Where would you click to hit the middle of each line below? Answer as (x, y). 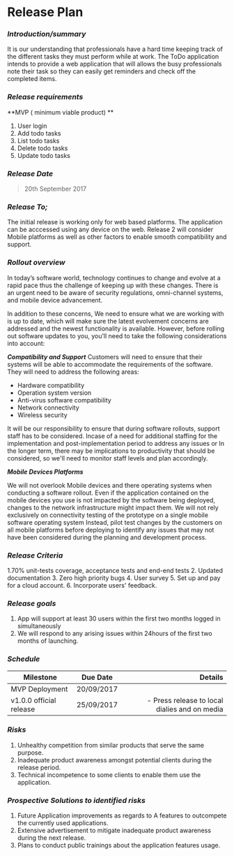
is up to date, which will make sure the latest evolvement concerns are (108, 321)
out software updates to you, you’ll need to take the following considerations (117, 335)
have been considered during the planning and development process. (107, 537)
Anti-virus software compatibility (64, 400)
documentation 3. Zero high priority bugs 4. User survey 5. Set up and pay (114, 578)
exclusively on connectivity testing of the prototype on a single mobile (108, 515)
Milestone (40, 677)
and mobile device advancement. (55, 300)
